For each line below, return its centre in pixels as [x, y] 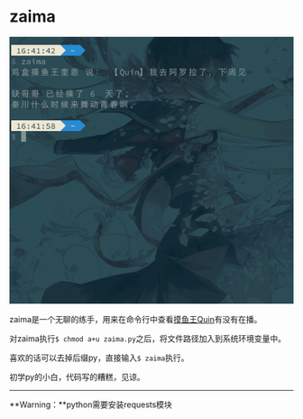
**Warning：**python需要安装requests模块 [91, 405]
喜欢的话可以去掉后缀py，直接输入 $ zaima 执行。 [99, 358]
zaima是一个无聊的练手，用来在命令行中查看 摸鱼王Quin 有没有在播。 [136, 319]
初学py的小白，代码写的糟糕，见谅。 [78, 377]
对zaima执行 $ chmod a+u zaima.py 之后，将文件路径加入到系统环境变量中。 [148, 338]
